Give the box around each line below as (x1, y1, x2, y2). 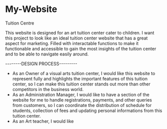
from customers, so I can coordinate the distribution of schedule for (12, 102, 152, 108)
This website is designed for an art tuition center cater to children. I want (5, 29, 155, 35)
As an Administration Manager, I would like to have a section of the (12, 91, 150, 97)
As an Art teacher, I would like (12, 118, 74, 124)
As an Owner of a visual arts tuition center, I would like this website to (12, 70, 156, 76)
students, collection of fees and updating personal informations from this (12, 107, 163, 113)
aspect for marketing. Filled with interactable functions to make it (5, 40, 139, 46)
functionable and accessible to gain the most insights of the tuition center (5, 45, 157, 51)
